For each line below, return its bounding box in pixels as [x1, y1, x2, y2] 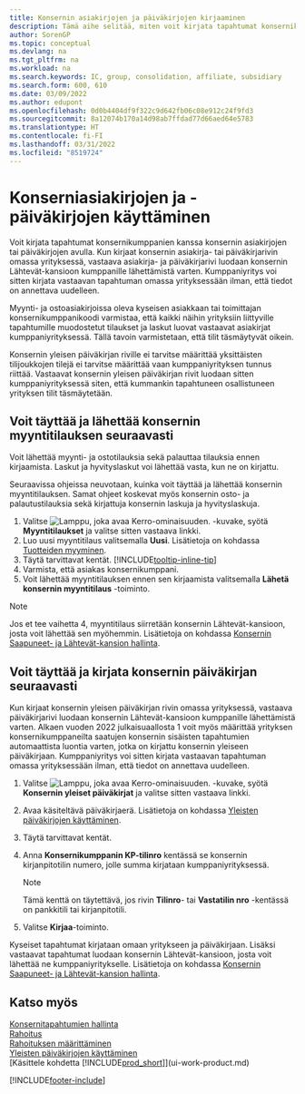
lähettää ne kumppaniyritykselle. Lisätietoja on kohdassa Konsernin [9, 959, 261, 970]
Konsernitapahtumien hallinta [9, 1019, 119, 1030]
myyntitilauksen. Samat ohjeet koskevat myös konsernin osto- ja [9, 489, 250, 500]
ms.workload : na [9, 64, 71, 73]
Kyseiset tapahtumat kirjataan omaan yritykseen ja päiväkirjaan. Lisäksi [9, 940, 276, 951]
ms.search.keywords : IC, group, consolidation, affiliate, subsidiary [9, 73, 282, 82]
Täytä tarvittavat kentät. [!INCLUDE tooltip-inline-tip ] [22, 554, 217, 565]
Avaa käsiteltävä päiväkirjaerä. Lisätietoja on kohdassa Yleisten [22, 805, 259, 816]
